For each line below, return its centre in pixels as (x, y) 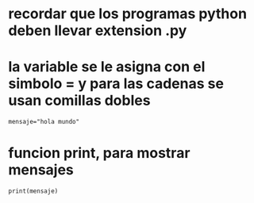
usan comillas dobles (79, 101)
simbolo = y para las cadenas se (116, 84)
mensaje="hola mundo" (44, 122)
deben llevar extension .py (98, 31)
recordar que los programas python (128, 14)
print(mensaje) (33, 191)
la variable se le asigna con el (107, 67)
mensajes (41, 170)
